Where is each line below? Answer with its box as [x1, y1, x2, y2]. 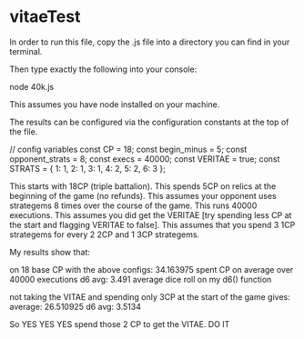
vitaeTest [9, 6, 81, 27]
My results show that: [9, 246, 91, 257]
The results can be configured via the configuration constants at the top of [9, 116, 289, 127]
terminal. [9, 45, 43, 56]
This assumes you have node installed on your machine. [9, 98, 220, 110]
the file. [9, 125, 38, 137]
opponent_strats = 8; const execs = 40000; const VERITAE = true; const [9, 153, 280, 165]
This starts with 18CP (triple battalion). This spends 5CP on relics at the [9, 180, 277, 192]
